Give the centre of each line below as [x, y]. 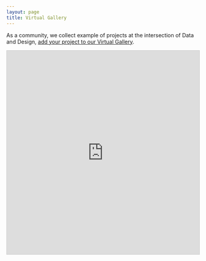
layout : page [23, 12]
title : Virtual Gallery [37, 18]
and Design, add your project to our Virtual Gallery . [70, 42]
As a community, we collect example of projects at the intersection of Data [100, 35]
